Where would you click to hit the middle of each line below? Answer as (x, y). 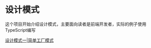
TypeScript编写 (20, 30)
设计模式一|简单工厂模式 (29, 40)
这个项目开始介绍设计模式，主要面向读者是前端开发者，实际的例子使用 (76, 24)
